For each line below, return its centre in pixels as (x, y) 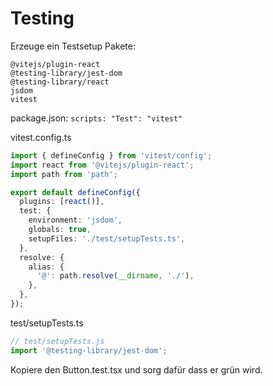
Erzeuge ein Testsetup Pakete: (73, 46)
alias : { (46, 267)
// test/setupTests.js (57, 341)
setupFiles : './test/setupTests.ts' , (107, 238)
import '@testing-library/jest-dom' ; (89, 350)
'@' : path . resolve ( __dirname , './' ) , (115, 276)
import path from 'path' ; (64, 174)
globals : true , (60, 230)
